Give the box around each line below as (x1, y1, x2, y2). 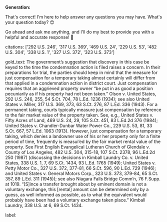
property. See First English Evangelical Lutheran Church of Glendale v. (5, 144, 150, 149)
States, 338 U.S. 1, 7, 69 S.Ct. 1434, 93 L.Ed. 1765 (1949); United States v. (5, 160, 156, 165)
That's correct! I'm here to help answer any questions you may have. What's (5, 14, 162, 19)
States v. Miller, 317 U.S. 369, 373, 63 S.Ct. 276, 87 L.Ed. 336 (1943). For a (5, 101, 158, 107)
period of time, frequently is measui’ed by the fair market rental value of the (5, 138, 161, 144)
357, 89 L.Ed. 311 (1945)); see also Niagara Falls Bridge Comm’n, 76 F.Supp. (5, 176, 161, 181)
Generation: (5, 4, 31, 10)
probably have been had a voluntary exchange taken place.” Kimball (5, 197, 145, 203)
